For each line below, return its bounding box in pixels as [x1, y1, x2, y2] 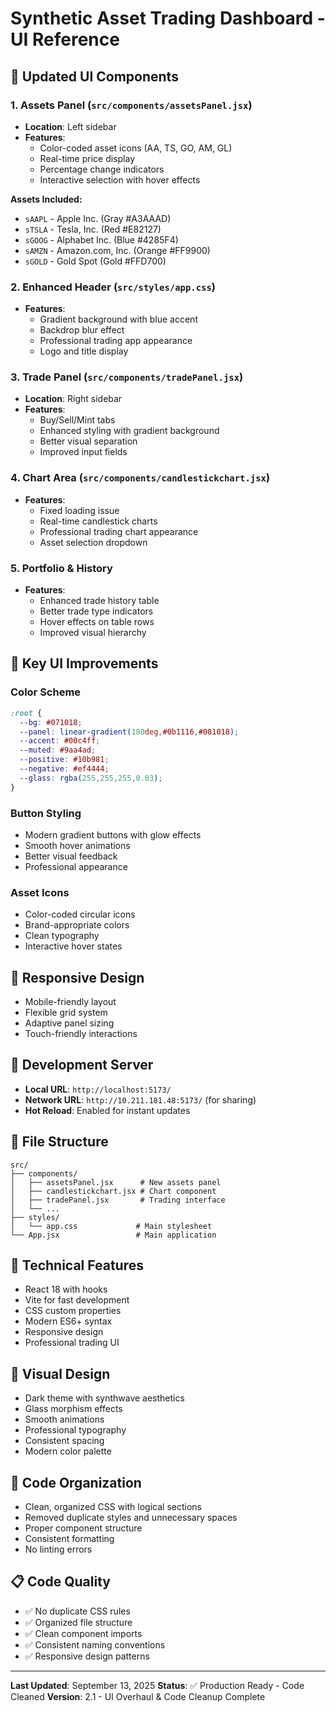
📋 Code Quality [10, 1573, 111, 1591]
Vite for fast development [24, 1294, 130, 1306]
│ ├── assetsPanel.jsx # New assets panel [10, 1177, 222, 1187]
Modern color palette [24, 1445, 112, 1457]
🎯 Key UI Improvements [10, 655, 159, 672]
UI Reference [10, 28, 120, 51]
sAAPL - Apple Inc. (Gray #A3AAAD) [24, 212, 172, 224]
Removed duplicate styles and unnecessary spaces [24, 1512, 238, 1524]
